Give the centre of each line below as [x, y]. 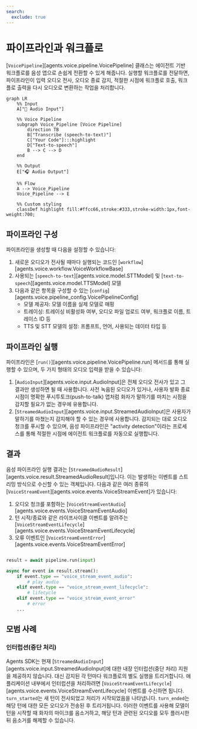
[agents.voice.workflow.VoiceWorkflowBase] [69, 269]
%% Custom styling [39, 204]
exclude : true [29, 17]
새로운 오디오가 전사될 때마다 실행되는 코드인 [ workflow [78, 262]
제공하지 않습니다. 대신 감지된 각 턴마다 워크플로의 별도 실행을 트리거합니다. [98, 676]
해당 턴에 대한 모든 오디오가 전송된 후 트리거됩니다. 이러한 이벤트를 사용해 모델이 [98, 705]
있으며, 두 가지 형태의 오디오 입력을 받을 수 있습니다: [83, 370]
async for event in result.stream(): [52, 571]
